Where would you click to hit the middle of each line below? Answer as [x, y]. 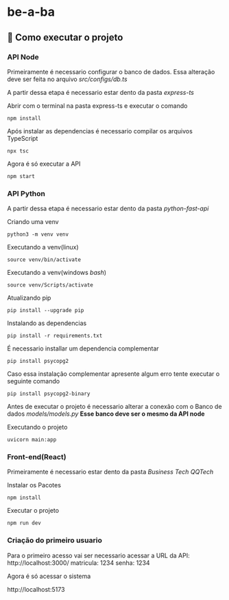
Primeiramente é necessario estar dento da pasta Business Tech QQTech [110, 472]
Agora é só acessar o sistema [49, 576]
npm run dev [24, 523]
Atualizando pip [29, 298]
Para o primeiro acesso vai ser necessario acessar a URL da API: [98, 555]
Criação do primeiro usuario [55, 540]
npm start [21, 176]
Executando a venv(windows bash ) [57, 273]
